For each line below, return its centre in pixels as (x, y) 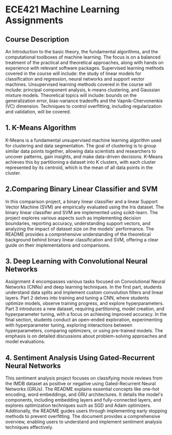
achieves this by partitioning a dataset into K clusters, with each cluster (81, 162)
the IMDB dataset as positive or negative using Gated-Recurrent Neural (81, 384)
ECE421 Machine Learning (62, 10)
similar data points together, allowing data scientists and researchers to (81, 151)
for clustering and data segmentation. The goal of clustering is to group (81, 145)
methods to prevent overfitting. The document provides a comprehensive (83, 417)
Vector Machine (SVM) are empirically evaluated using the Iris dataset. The (85, 207)
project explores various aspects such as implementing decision (73, 218)
